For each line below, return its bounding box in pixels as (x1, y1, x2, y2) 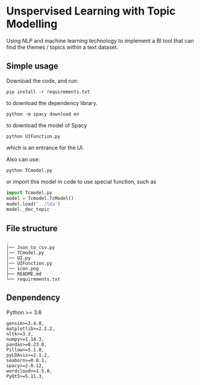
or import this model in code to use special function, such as (6, 178, 157, 185)
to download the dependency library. (6, 99, 98, 106)
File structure (6, 223, 58, 233)
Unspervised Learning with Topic (6, 4, 176, 18)
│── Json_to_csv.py (6, 245, 55, 251)
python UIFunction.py (6, 133, 61, 140)
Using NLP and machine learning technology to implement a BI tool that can (6, 37, 194, 44)
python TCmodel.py (6, 167, 52, 173)
